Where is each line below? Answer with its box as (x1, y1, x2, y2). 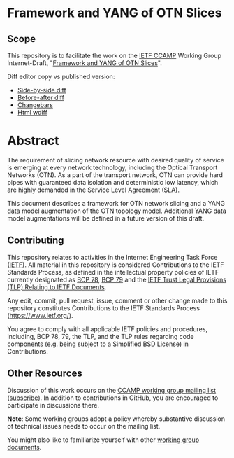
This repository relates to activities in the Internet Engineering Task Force (7, 253, 218, 261)
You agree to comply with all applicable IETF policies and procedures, (7, 324, 208, 333)
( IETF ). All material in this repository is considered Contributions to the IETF (7, 261, 224, 269)
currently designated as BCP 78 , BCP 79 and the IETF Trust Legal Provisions (7, 275, 227, 284)
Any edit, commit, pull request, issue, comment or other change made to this (7, 296, 228, 305)
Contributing (7, 235, 64, 247)
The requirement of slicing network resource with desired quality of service (7, 155, 225, 164)
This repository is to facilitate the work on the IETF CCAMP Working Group (7, 51, 222, 60)
